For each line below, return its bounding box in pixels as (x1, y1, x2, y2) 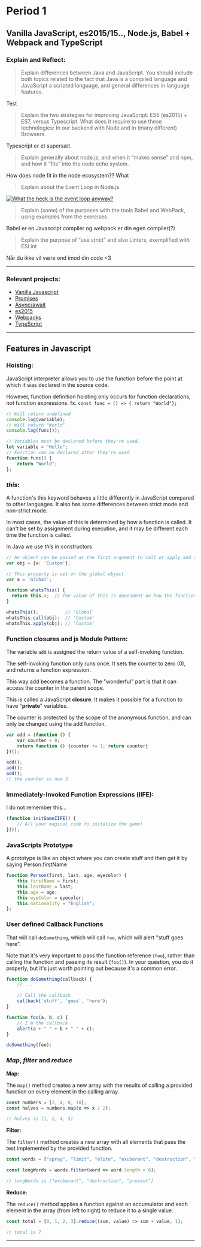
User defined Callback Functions (6, 920, 103, 929)
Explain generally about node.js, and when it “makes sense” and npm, (20, 154, 193, 161)
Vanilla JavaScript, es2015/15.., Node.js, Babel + (6, 28, 190, 38)
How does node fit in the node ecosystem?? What (6, 172, 129, 179)
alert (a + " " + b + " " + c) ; (17, 1026, 95, 1032)
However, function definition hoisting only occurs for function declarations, (6, 393, 191, 400)
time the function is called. (6, 531, 72, 538)
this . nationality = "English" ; (17, 900, 95, 906)
